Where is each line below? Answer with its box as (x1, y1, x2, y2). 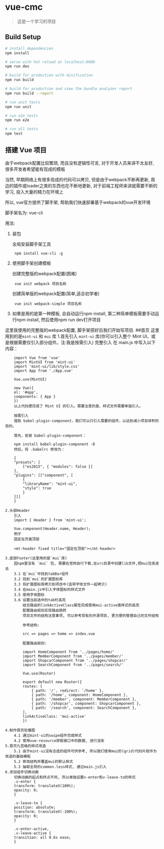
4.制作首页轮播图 (5, 728, 35, 732)
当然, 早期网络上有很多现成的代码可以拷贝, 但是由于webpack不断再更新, (5, 176, 150, 182)
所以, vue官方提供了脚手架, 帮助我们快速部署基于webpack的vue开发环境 (5, 199, 151, 205)
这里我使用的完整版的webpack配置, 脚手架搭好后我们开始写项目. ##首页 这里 (5, 327, 160, 333)
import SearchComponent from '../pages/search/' (23, 662, 124, 667)
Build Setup (5, 33, 41, 41)
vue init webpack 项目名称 (14, 281, 67, 286)
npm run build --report (5, 90, 54, 96)
